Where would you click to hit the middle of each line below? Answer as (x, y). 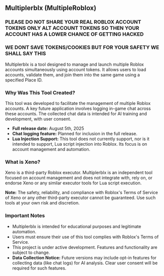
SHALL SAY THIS (26, 53)
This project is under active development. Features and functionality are (85, 247)
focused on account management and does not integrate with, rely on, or (79, 178)
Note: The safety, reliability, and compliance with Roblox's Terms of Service (82, 193)
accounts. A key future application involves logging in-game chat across (78, 108)
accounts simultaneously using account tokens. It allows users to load (76, 69)
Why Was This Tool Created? (40, 93)
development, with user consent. (38, 119)
